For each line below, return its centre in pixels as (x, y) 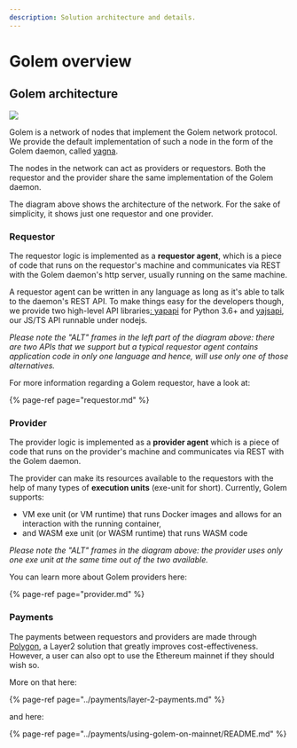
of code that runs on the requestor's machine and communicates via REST (145, 265)
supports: (27, 497)
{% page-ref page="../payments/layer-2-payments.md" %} (117, 699)
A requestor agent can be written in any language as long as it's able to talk (147, 291)
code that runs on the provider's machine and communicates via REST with (147, 452)
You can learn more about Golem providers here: (98, 577)
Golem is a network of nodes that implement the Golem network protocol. (143, 132)
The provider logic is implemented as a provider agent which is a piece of (144, 442)
